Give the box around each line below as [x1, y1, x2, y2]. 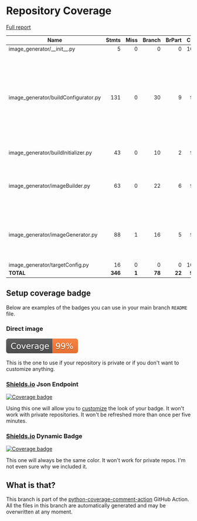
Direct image [6, 325, 43, 333]
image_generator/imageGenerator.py [8, 231, 98, 238]
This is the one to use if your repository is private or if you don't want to [6, 359, 179, 366]
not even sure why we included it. [6, 463, 88, 470]
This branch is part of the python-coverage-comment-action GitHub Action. [6, 496, 189, 503]
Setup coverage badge [6, 288, 91, 298]
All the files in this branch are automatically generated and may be [6, 502, 166, 509]
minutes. [6, 417, 28, 424]
